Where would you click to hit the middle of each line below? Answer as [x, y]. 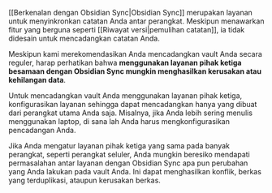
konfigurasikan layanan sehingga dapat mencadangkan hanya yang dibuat [133, 104]
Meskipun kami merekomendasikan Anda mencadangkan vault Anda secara [135, 54]
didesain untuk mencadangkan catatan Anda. [84, 38]
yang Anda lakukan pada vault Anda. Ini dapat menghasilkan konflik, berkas [135, 172]
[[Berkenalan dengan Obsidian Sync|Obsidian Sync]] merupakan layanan [131, 13]
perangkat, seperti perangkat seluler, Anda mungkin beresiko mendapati [129, 154]
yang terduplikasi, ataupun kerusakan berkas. [84, 180]
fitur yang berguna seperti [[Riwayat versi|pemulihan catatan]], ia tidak [127, 30]
